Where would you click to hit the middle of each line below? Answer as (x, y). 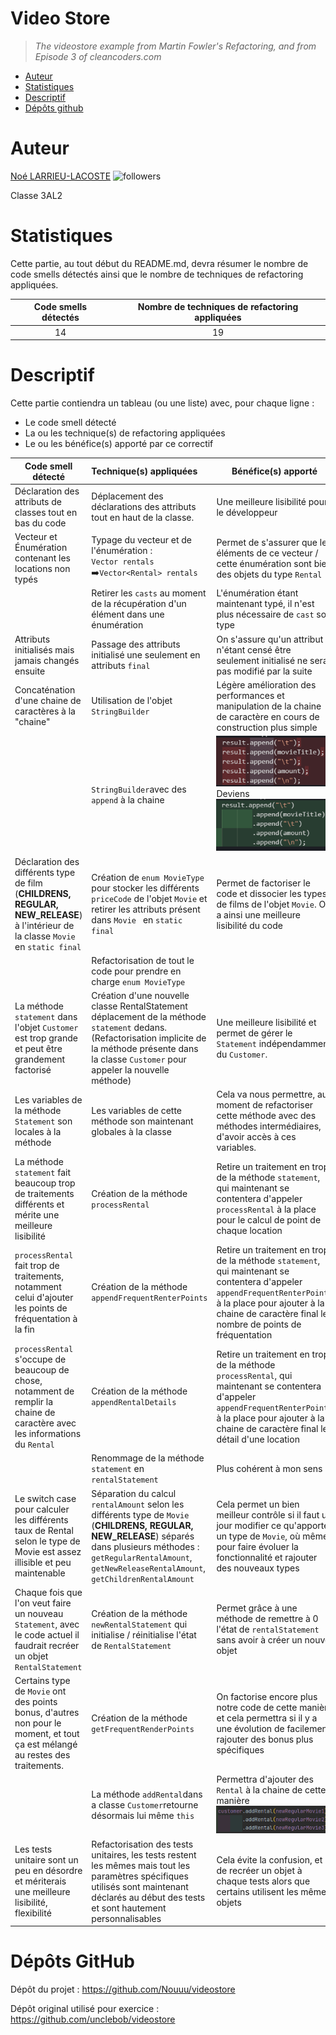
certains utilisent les (257, 1892)
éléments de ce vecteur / (267, 553)
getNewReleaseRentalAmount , (149, 1568)
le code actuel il (47, 1634)
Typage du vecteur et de (141, 540)
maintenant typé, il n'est (265, 604)
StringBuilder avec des (139, 789)
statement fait (42, 1172)
